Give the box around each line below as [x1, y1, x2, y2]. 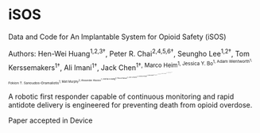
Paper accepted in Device [8, 115, 93, 125]
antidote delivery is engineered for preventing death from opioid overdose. [8, 100, 253, 110]
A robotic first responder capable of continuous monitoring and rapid [8, 92, 235, 101]
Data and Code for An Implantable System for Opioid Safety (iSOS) [8, 32, 227, 41]
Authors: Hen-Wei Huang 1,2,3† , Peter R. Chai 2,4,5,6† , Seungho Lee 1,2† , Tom [8, 47, 250, 58]
